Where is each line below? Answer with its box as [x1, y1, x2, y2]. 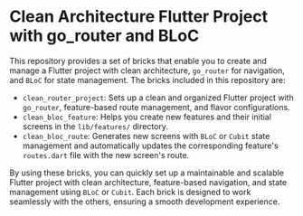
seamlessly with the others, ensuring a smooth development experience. [9, 196, 280, 207]
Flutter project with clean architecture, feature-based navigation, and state [9, 176, 288, 187]
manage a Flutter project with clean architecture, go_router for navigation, [9, 65, 285, 76]
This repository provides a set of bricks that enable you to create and [9, 55, 267, 66]
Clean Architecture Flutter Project [9, 6, 269, 27]
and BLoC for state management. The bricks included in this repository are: [9, 74, 287, 85]
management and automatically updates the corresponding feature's [22, 140, 279, 151]
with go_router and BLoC [9, 25, 200, 46]
